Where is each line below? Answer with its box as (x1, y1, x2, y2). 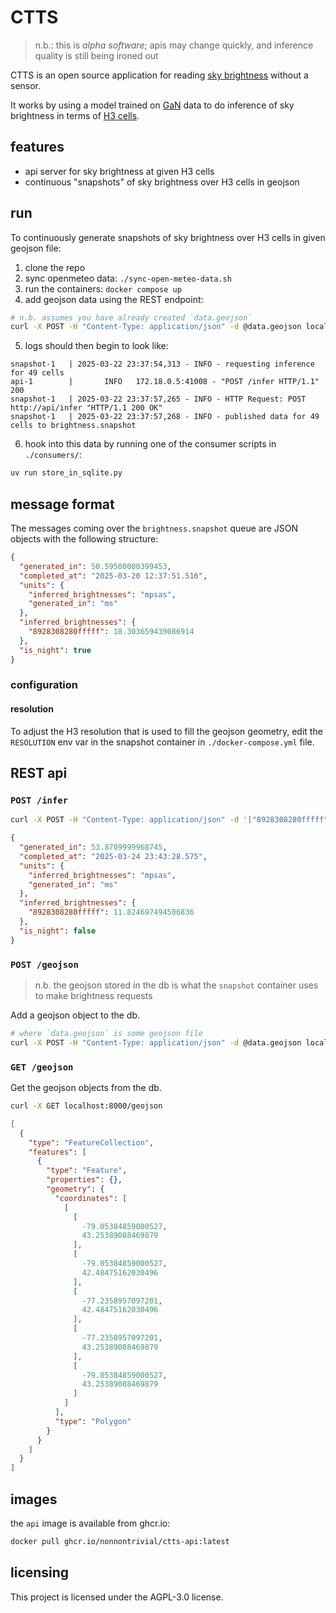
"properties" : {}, (46, 1175, 123, 1185)
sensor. (10, 79, 42, 91)
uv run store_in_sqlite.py (10, 468, 123, 478)
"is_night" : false (19, 926, 97, 936)
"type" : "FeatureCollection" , (28, 1137, 155, 1148)
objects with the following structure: (10, 533, 159, 545)
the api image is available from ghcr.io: (10, 1517, 171, 1529)
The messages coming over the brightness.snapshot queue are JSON (10, 522, 299, 534)
